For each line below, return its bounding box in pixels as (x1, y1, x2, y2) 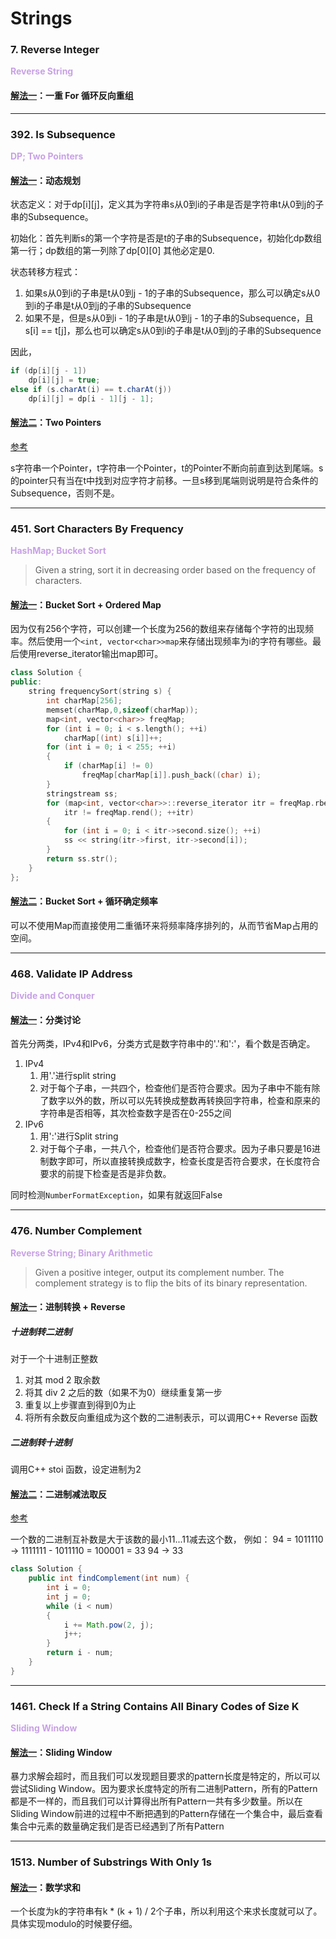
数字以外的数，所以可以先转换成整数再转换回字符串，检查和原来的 (48, 1095, 321, 1107)
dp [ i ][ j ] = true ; (28, 375, 101, 386)
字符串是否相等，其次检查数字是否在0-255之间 (39, 1107, 232, 1119)
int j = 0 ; (46, 1592, 92, 1602)
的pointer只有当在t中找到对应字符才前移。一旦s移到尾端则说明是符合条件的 (10, 474, 319, 486)
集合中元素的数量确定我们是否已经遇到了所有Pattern (10, 1820, 225, 1832)
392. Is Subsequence (10, 127, 116, 141)
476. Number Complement (10, 1224, 142, 1238)
